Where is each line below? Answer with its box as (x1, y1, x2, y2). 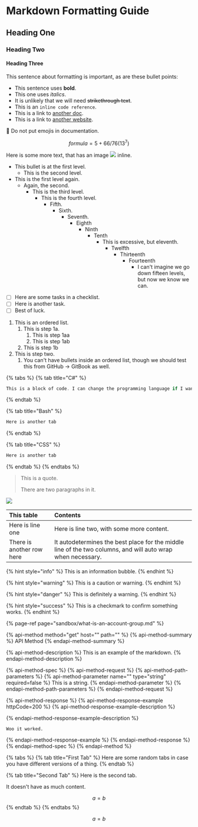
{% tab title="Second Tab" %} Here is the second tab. (6, 772, 137, 779)
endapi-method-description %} (6, 655, 82, 662)
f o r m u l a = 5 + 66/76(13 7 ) (68, 139, 130, 147)
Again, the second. (23, 182, 70, 189)
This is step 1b (23, 344, 59, 351)
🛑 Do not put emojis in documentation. (6, 127, 99, 134)
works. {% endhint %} (6, 609, 60, 616)
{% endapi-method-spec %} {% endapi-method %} (6, 743, 132, 750)
